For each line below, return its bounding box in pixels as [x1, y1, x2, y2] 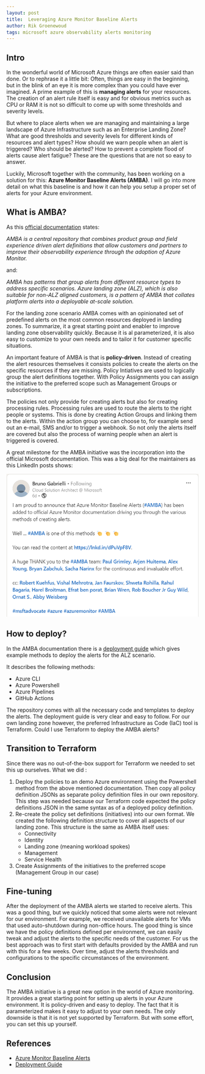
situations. [6, 342, 32, 349]
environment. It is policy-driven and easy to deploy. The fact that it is [6, 1001, 179, 1009]
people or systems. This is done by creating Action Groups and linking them [6, 410, 197, 418]
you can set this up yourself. [6, 1020, 77, 1028]
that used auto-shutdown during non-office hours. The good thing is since [6, 922, 193, 929]
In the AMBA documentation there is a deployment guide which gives [6, 645, 180, 652]
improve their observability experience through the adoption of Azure [6, 248, 181, 256]
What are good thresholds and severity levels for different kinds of [6, 132, 173, 140]
